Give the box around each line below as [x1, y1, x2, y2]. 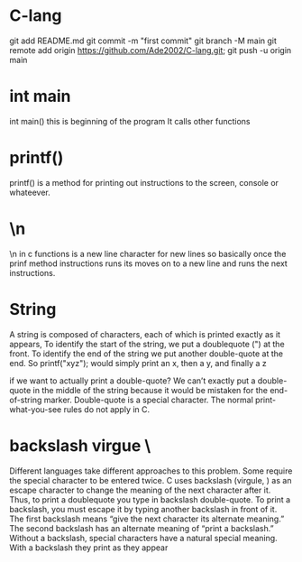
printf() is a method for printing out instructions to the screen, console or [9, 177, 279, 188]
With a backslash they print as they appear [9, 542, 169, 553]
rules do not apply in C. [63, 403, 151, 415]
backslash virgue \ [9, 435, 151, 456]
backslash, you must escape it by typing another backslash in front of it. [9, 503, 278, 514]
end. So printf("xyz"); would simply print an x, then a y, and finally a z [9, 357, 268, 368]
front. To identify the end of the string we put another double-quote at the [9, 348, 284, 359]
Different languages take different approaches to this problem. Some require [9, 465, 293, 476]
